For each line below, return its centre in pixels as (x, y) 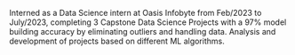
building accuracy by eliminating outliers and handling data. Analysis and (143, 31)
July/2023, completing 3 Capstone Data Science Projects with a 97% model (148, 22)
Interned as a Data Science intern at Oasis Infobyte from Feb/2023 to (136, 13)
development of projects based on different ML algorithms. (117, 41)
